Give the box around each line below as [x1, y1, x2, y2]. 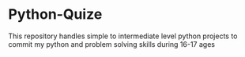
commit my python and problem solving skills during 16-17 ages [8, 39, 216, 48]
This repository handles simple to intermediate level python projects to [8, 31, 238, 41]
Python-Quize [8, 5, 103, 23]
